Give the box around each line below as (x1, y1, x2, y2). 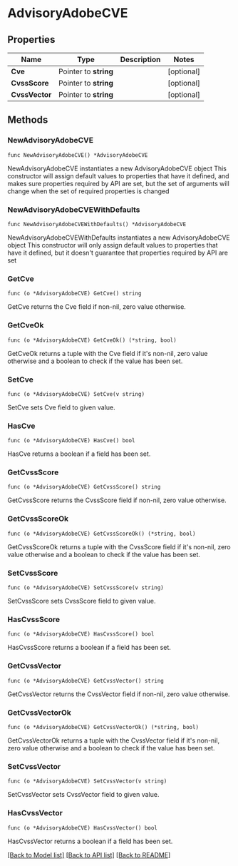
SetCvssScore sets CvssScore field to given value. (7, 597, 156, 606)
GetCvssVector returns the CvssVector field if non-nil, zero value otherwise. (7, 690, 230, 698)
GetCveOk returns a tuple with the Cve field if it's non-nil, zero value (7, 349, 208, 357)
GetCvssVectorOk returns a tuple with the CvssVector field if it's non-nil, (7, 736, 219, 745)
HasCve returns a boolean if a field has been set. (7, 449, 151, 458)
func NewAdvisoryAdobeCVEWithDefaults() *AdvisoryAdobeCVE (7, 220, 187, 228)
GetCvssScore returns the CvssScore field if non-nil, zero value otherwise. (7, 496, 227, 504)
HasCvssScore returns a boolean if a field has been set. (7, 643, 171, 652)
